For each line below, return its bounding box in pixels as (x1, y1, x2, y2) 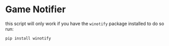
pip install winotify (5, 36, 51, 41)
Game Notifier (5, 4, 66, 15)
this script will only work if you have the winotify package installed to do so (5, 20, 164, 27)
